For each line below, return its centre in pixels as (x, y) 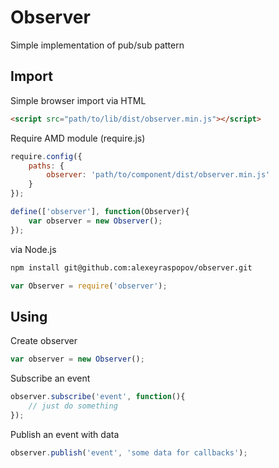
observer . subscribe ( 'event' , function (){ (98, 397)
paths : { (46, 166)
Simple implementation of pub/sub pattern (97, 45)
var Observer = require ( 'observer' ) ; (89, 286)
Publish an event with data (65, 434)
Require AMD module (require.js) (78, 138)
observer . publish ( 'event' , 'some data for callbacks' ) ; (129, 452)
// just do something (73, 406)
